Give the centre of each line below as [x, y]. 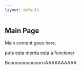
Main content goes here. [31, 43]
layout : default [22, 10]
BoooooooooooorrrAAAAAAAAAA [41, 63]
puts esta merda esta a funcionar [40, 53]
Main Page [22, 31]
